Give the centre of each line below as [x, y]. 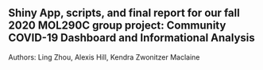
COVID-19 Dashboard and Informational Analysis [132, 38]
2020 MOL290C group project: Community [117, 26]
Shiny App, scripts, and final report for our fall [124, 13]
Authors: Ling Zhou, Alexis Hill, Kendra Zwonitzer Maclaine [104, 57]
